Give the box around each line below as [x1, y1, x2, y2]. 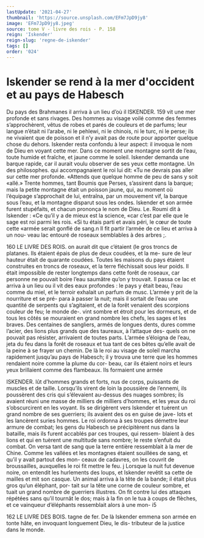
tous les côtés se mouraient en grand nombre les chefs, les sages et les [6, 314, 187, 321]
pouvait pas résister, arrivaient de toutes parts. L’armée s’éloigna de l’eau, [6, 334, 191, 341]
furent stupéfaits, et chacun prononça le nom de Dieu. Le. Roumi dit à [6, 205, 181, 212]
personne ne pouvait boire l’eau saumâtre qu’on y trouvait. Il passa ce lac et [6, 275, 196, 282]
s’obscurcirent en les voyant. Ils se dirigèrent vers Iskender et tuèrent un [6, 404, 188, 411]
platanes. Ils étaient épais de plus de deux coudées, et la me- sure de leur [6, 249, 192, 257]
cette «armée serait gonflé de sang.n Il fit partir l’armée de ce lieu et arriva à [6, 224, 197, 232]
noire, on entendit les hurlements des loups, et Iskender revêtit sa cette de [6, 468, 193, 476]
